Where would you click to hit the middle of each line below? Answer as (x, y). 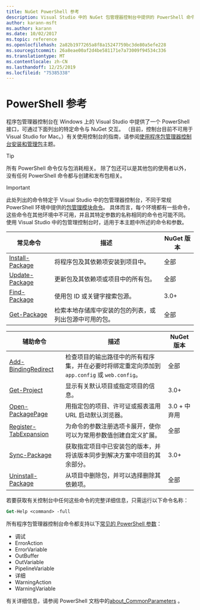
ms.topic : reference (32, 39)
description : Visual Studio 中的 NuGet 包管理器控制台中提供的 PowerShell (95, 17)
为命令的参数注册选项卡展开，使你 (113, 426)
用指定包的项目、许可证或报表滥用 (113, 406)
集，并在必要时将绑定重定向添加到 (113, 366)
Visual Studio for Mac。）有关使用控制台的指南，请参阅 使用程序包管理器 (94, 137)
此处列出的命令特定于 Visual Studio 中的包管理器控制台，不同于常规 (89, 200)
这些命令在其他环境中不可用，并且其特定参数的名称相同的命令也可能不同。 (97, 215)
